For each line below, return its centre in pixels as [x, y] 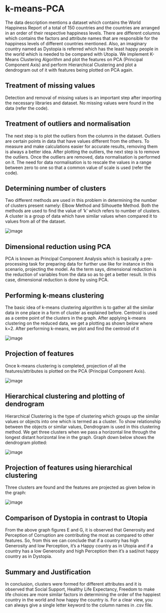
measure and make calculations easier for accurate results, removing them [82, 146]
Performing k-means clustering [55, 296]
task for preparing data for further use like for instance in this [91, 264]
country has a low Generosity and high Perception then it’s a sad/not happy [82, 551]
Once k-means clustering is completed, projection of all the [66, 365]
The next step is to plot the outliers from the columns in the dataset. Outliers [83, 136]
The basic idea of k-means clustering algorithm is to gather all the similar [80, 307]
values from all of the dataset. [35, 221]
